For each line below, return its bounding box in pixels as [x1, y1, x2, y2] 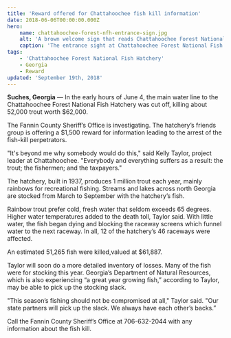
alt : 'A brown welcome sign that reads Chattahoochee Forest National [19, 36, 226, 43]
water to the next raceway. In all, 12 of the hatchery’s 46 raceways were [7, 227, 210, 235]
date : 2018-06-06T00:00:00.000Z [7, 17, 100, 23]
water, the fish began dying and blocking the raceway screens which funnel [7, 220, 222, 228]
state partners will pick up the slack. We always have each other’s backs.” [7, 304, 217, 312]
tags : [7, 49, 23, 56]
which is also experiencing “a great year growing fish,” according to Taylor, [7, 276, 220, 284]
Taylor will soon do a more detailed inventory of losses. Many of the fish [7, 261, 212, 270]
